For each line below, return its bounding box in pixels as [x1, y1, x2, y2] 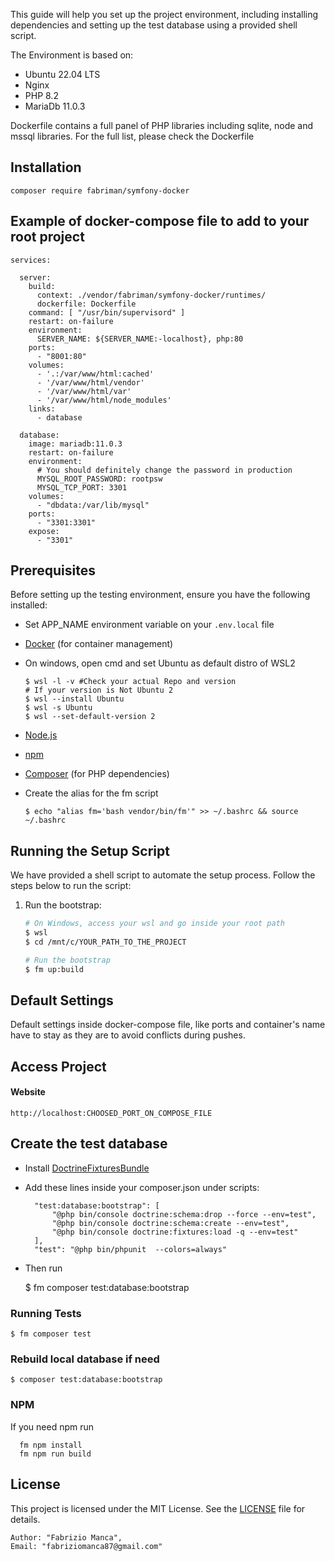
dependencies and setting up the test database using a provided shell [10, 19, 298, 31]
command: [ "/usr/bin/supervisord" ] [28, 307, 186, 318]
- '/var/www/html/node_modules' [36, 395, 172, 405]
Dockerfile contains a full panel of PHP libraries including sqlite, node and [10, 120, 314, 131]
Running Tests [10, 1306, 82, 1320]
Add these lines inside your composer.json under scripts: [24, 1181, 260, 1193]
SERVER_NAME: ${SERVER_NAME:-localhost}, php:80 [36, 334, 244, 344]
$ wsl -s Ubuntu [24, 703, 93, 713]
